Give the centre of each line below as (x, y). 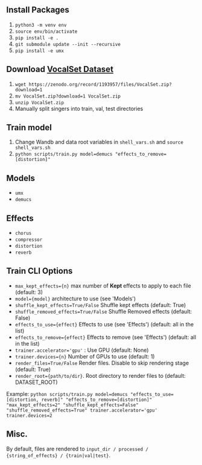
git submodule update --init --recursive (68, 44)
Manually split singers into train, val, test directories (79, 108)
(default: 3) (29, 292)
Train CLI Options (39, 271)
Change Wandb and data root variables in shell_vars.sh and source (99, 142)
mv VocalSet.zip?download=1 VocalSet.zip (68, 96)
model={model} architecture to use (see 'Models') (75, 298)
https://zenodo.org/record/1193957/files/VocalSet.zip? (100, 84)
